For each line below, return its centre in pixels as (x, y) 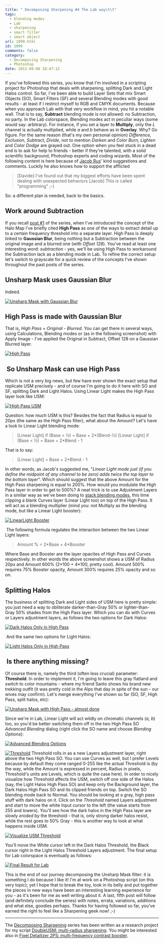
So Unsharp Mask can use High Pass (63, 369)
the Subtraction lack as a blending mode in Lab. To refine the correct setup (81, 254)
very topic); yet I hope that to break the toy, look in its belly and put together (82, 885)
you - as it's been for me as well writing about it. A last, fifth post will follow (81, 895)
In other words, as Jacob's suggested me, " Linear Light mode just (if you (78, 469)
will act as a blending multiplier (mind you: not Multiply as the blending (76, 506)
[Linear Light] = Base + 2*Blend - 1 (52, 459)
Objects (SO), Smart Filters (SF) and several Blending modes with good (76, 98)
